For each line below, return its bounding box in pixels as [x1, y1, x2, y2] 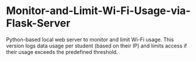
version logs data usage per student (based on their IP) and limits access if [6, 42, 187, 49]
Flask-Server [6, 16, 70, 30]
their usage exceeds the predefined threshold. [6, 48, 119, 55]
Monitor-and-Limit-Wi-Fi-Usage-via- [6, 4, 191, 18]
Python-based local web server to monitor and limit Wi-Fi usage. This [6, 36, 174, 43]
